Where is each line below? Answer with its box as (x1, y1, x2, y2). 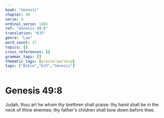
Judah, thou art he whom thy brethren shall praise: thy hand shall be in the (5, 101, 159, 108)
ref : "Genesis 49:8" (5, 26, 49, 31)
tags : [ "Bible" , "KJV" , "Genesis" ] (5, 63, 75, 68)
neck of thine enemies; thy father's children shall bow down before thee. (5, 107, 155, 113)
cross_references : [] (5, 49, 51, 54)
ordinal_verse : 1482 (5, 21, 49, 27)
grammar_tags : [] (5, 54, 42, 59)
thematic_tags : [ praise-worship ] (5, 59, 75, 64)
